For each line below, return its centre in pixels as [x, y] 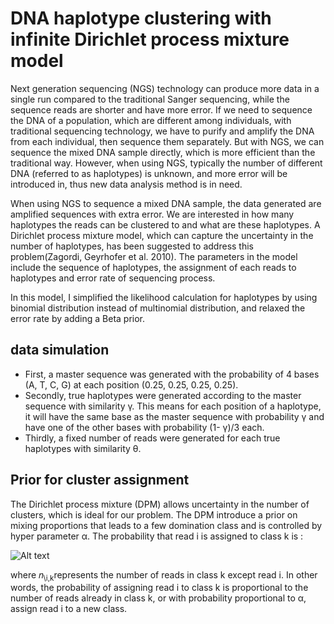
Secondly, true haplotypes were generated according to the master [163, 395]
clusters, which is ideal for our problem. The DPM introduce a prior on [154, 514]
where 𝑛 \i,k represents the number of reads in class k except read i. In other [164, 575]
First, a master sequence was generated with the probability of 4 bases [172, 374]
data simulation [60, 350]
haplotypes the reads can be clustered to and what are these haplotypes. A [165, 224]
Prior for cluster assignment [100, 480]
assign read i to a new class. [69, 609]
